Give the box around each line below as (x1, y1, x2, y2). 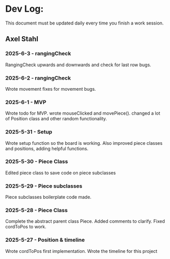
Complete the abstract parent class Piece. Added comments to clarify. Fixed (5, 218, 165, 224)
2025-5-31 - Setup (5, 128, 52, 136)
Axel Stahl (5, 35, 39, 43)
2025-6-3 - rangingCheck (5, 50, 71, 57)
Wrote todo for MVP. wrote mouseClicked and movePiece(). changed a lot (5, 110, 160, 116)
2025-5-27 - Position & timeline (5, 237, 85, 244)
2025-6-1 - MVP (5, 98, 47, 106)
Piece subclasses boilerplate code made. (5, 194, 92, 200)
